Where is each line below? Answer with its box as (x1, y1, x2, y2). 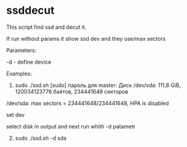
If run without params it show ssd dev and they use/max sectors (6, 35, 166, 42)
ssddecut (6, 4, 55, 17)
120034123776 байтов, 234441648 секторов (14, 88, 128, 95)
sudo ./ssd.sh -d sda (14, 134, 67, 142)
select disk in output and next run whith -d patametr (6, 122, 136, 130)
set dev (6, 111, 25, 118)
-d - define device (6, 58, 51, 65)
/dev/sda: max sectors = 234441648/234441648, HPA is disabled (6, 100, 169, 107)
